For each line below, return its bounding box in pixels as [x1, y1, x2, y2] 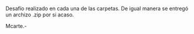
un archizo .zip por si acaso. [5, 11, 74, 18]
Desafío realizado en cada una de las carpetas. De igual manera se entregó [5, 5, 189, 12]
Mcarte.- [5, 23, 27, 29]
